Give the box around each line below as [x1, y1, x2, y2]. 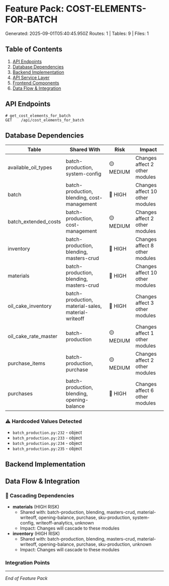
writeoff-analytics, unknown [36, 519, 94, 526]
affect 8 [135, 242, 154, 249]
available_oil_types [8, 164, 52, 171]
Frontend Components [12, 80, 59, 86]
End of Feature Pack [5, 575, 48, 581]
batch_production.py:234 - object [12, 440, 82, 446]
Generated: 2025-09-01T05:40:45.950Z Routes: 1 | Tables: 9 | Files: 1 [5, 30, 149, 36]
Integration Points [5, 559, 50, 566]
